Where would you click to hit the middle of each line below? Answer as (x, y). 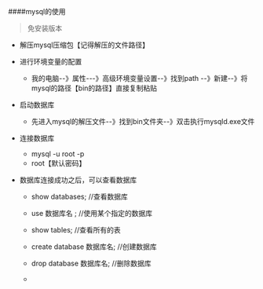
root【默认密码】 (58, 163)
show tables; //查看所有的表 (76, 230)
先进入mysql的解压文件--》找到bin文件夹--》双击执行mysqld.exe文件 (143, 121)
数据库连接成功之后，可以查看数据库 (78, 180)
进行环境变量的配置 (51, 62)
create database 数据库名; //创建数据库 (94, 247)
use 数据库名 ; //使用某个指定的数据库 (92, 213)
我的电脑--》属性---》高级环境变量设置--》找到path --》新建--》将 (139, 78)
